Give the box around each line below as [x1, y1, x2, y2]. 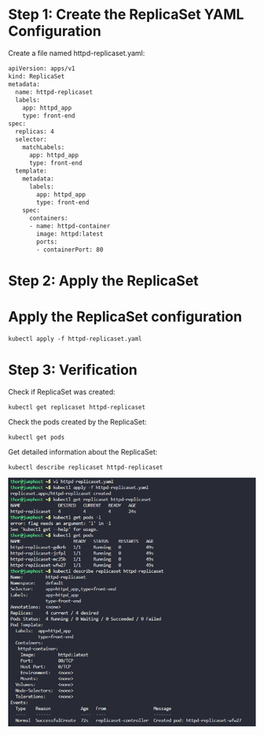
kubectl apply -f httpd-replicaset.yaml [8, 335, 143, 343]
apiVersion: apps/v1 [8, 65, 76, 72]
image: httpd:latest [36, 230, 104, 238]
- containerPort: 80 [36, 246, 104, 254]
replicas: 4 [15, 128, 55, 135]
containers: [28, 214, 68, 222]
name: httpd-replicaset [15, 88, 93, 96]
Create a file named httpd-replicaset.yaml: [8, 48, 145, 58]
